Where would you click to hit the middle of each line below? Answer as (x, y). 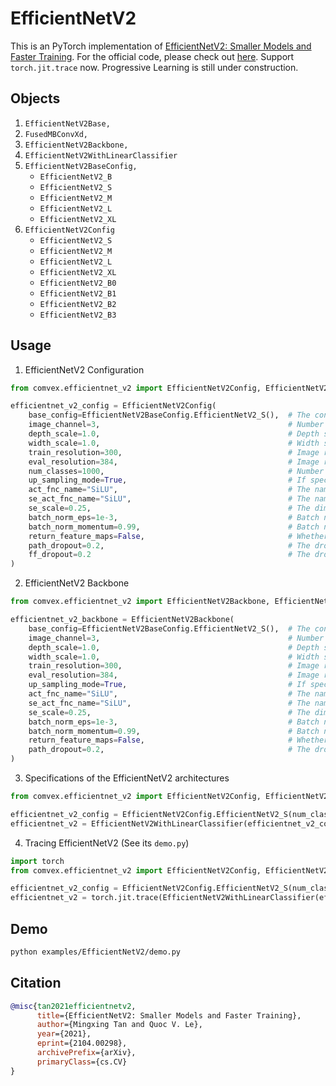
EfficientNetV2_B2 (78, 304)
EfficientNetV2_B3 (78, 315)
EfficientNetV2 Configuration (84, 369)
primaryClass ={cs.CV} (82, 1062)
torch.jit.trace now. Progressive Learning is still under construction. (154, 67)
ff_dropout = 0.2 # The (169, 555)
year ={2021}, (64, 1034)
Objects (35, 98)
